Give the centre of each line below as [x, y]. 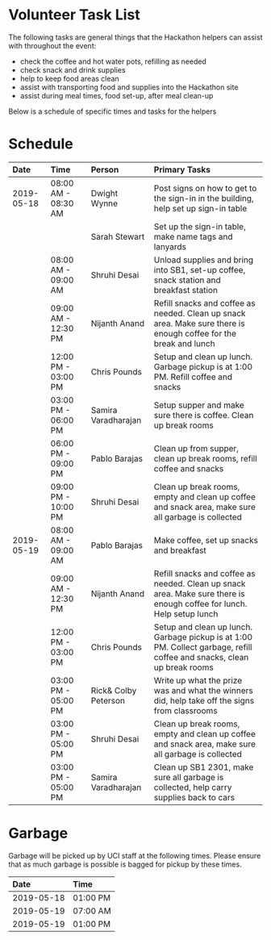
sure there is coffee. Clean [204, 415]
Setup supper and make [199, 405]
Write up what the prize [198, 680]
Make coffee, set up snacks [206, 540]
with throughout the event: [52, 45]
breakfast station [186, 290]
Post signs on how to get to [205, 188]
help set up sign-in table [200, 208]
